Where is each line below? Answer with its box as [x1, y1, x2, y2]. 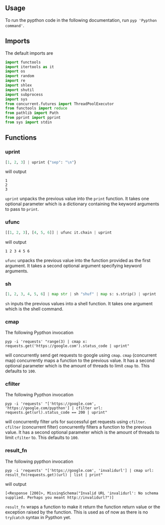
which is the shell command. [5, 306, 63, 312]
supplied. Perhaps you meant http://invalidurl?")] [5, 495, 114, 500]
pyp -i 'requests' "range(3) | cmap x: [5, 339, 88, 345]
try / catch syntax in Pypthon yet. [5, 514, 71, 520]
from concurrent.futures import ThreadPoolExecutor [5, 101, 114, 106]
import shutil [5, 87, 35, 92]
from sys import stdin [5, 120, 52, 125]
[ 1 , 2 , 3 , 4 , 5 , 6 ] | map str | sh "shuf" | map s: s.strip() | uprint [5, 291, 157, 296]
